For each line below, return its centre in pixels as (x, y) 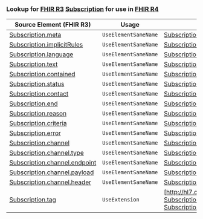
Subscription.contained (42, 74)
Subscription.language (41, 54)
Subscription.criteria (38, 123)
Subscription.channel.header (50, 182)
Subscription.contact (39, 94)
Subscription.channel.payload (52, 172)
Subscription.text (34, 64)
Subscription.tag (33, 200)
